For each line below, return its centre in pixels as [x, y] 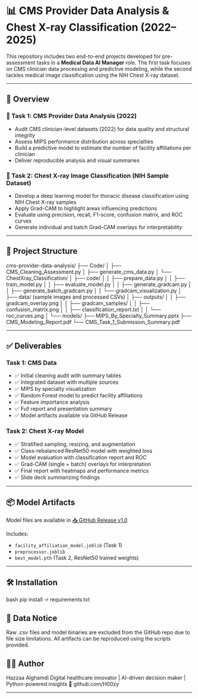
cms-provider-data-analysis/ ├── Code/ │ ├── [64, 265]
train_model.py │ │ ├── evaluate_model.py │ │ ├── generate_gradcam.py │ [99, 284]
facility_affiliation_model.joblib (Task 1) [68, 545]
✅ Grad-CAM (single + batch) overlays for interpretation [83, 464]
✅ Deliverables [34, 346]
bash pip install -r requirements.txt [48, 600]
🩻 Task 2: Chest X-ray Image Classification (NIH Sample [88, 175]
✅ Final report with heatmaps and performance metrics [82, 471]
